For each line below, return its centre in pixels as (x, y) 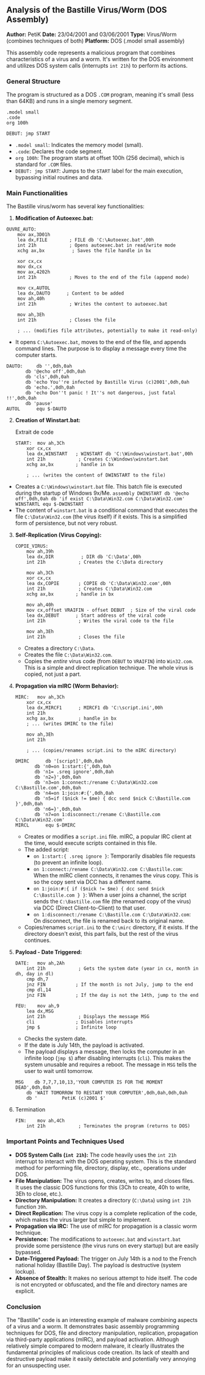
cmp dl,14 (39, 990)
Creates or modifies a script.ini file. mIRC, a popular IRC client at (108, 837)
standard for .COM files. (44, 165)
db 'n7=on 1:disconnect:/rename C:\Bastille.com (97, 815)
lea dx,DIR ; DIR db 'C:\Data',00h (84, 557)
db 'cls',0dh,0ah (47, 377)
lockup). (26, 1271)
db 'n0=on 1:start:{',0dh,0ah (73, 767)
